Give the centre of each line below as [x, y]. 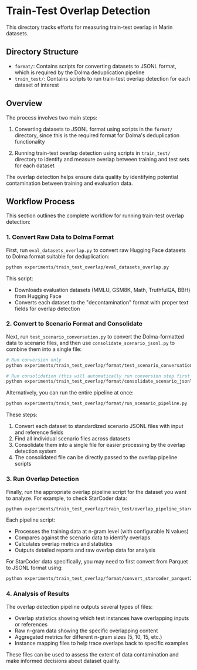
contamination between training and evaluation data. [69, 183]
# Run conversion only [34, 360]
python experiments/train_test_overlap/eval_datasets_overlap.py [87, 267]
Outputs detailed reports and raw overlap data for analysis [85, 550]
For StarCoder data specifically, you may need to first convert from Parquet [97, 562]
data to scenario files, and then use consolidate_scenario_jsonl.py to [90, 343]
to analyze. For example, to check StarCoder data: [67, 498]
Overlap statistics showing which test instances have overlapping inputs [102, 618]
